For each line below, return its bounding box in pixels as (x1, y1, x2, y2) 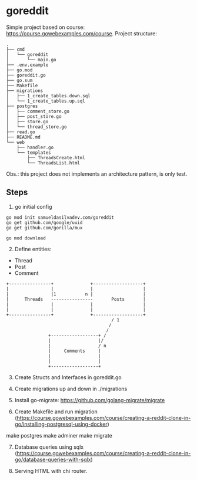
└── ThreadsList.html (27, 160, 81, 166)
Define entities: (14, 245, 52, 252)
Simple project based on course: (6, 24, 85, 31)
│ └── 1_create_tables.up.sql (6, 98, 85, 104)
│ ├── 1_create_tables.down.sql (6, 93, 91, 98)
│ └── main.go (6, 57, 57, 63)
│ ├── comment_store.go (6, 108, 69, 114)
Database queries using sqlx (14, 443, 84, 451)
